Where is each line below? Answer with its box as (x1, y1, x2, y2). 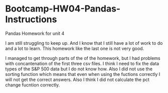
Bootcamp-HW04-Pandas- (5, 3, 121, 15)
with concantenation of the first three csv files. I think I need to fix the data (5, 60, 159, 66)
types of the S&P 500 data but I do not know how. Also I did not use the (5, 66, 153, 72)
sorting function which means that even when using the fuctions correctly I (5, 71, 160, 77)
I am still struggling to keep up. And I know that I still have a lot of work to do (5, 40, 163, 46)
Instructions (5, 14, 57, 25)
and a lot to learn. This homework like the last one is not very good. (5, 45, 144, 51)
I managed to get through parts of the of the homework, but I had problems (5, 55, 160, 61)
